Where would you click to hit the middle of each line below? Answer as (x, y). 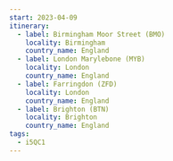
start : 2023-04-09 (43, 17)
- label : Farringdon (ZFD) (67, 84)
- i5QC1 (32, 142)
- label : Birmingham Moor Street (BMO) (91, 34)
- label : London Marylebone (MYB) (81, 59)
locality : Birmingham (65, 42)
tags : (19, 134)
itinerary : (29, 26)
